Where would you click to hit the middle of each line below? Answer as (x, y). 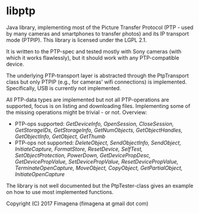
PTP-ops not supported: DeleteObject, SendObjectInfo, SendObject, (98, 142)
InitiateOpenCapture (40, 174)
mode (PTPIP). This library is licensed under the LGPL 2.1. (77, 40)
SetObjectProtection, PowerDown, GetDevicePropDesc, (83, 155)
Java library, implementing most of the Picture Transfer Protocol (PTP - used (100, 27)
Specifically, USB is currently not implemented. (64, 88)
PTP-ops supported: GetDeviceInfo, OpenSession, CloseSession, (94, 123)
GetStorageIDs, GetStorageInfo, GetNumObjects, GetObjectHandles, (99, 130)
